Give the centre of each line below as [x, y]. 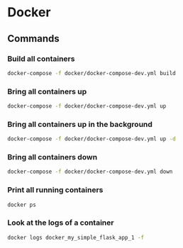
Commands [34, 39]
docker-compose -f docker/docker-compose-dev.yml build [91, 73]
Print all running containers [55, 190]
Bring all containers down [52, 157]
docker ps [22, 205]
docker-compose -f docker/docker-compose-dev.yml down [90, 172]
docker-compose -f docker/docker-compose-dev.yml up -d [91, 139]
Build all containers [41, 59]
